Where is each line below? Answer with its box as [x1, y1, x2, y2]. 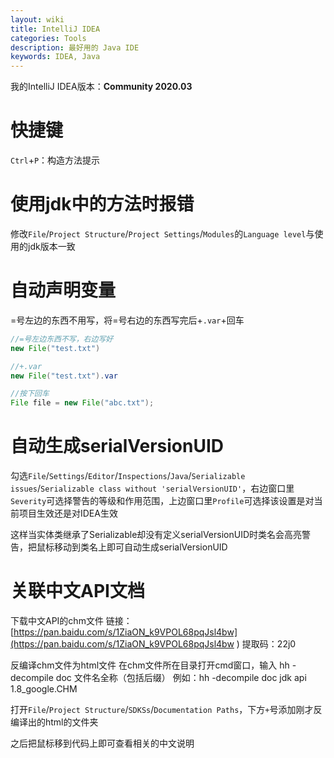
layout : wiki [10, 14, 65, 25]
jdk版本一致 [27, 241, 76, 252]
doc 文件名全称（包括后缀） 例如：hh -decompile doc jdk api [55, 672, 307, 684]
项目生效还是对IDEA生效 [18, 507, 118, 520]
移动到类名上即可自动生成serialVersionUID [53, 541, 228, 553]
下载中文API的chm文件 [10, 615, 104, 627]
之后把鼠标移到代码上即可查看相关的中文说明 [10, 737, 195, 750]
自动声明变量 [10, 279, 117, 302]
